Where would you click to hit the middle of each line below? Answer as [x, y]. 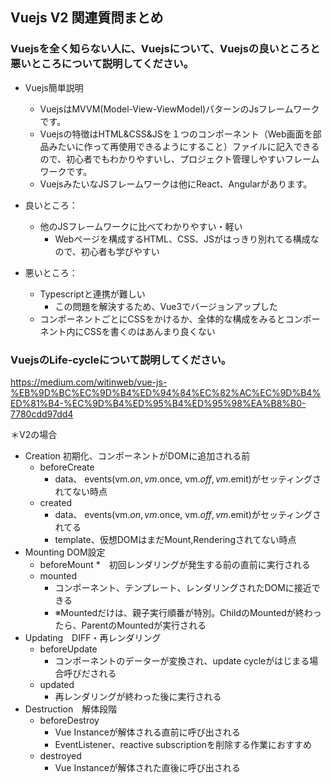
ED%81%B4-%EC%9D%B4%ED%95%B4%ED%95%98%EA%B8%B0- [158, 403]
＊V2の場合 [34, 434]
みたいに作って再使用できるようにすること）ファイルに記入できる [184, 146]
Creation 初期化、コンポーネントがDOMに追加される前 [137, 455]
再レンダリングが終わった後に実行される [138, 696]
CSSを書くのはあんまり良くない [149, 331]
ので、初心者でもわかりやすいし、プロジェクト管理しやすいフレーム [179, 159]
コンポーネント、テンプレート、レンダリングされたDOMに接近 [183, 587]
